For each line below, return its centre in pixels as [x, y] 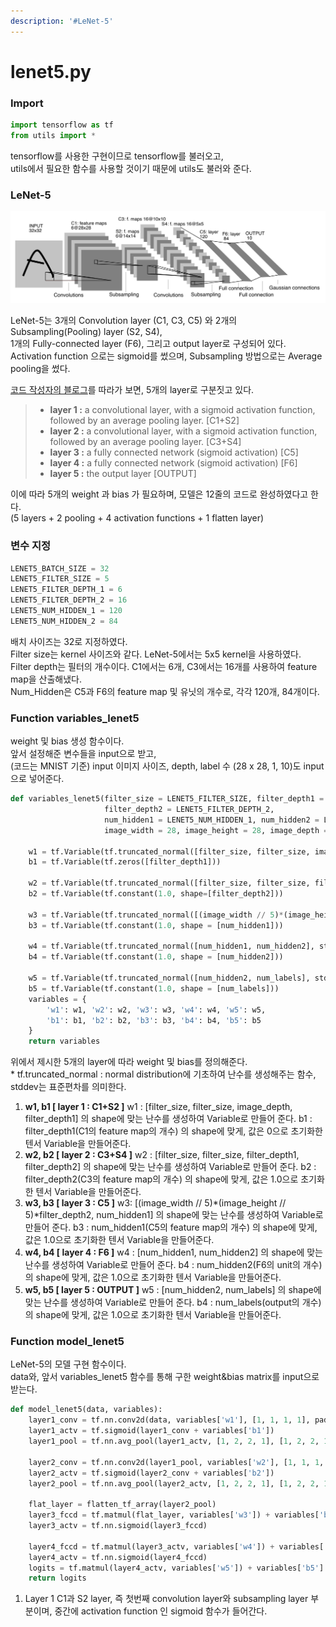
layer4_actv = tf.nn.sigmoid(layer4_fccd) [118, 1557]
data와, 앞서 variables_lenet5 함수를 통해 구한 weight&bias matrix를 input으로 [165, 1377]
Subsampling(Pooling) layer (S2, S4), [86, 332]
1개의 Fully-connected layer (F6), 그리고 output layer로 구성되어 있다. [148, 344]
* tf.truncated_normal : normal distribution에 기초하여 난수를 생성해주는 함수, [163, 1074]
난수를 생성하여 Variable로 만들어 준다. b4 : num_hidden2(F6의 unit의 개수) [173, 1265]
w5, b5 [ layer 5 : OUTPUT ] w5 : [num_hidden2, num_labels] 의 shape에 [173, 1290]
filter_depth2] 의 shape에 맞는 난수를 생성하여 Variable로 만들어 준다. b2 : [170, 1167]
